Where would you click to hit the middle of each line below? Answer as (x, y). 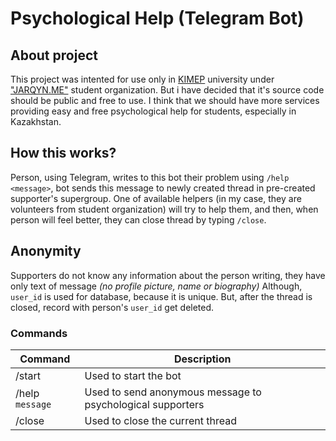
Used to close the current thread (160, 420)
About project (54, 55)
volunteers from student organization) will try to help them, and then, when (164, 209)
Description (203, 359)
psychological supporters (144, 404)
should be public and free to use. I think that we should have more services (165, 100)
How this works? (63, 153)
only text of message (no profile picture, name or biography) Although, (156, 286)
